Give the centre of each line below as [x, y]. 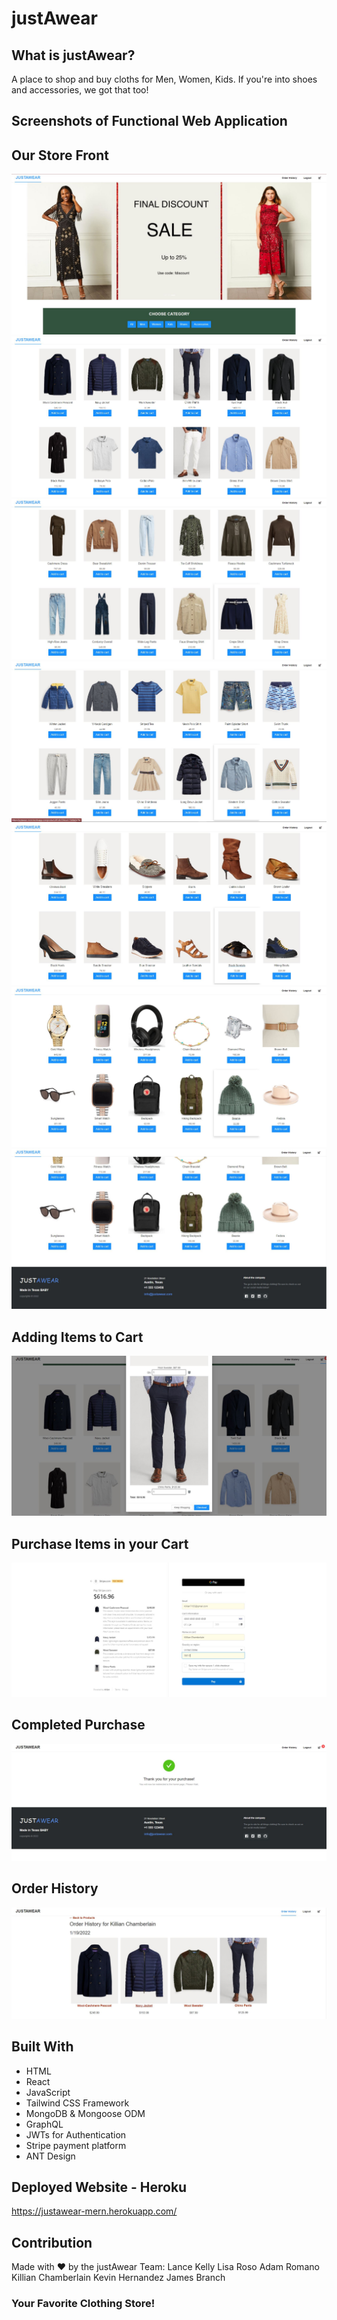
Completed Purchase [78, 1725]
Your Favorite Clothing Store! [83, 2304]
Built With [42, 2047]
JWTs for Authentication [76, 2134]
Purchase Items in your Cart [100, 1543]
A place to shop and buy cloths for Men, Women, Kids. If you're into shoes [164, 79]
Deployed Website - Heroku [99, 2187]
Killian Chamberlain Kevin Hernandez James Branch [118, 2278]
